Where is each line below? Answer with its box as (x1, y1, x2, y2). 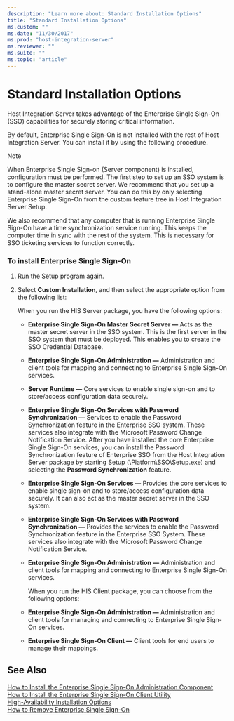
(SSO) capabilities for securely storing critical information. (7, 117, 175, 125)
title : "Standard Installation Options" (7, 17, 128, 24)
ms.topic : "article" (7, 56, 68, 63)
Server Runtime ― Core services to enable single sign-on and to (27, 384, 216, 393)
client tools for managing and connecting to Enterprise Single (27, 615, 205, 623)
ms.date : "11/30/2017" (7, 29, 74, 37)
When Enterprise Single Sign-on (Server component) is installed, (7, 165, 194, 173)
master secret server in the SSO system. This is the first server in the (27, 327, 227, 336)
